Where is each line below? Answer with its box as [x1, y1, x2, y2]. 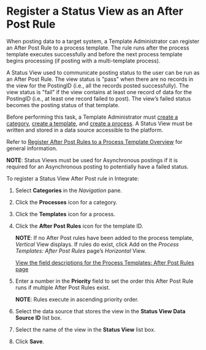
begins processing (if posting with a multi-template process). [6, 57, 161, 64]
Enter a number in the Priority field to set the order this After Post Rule [15, 277, 194, 285]
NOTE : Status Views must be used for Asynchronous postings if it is [6, 156, 178, 163]
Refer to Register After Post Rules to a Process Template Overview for [6, 138, 183, 145]
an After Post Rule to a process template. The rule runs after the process [6, 44, 189, 51]
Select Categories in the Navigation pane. [15, 187, 123, 194]
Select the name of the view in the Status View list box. [15, 326, 156, 333]
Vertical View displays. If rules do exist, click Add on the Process [15, 240, 179, 248]
